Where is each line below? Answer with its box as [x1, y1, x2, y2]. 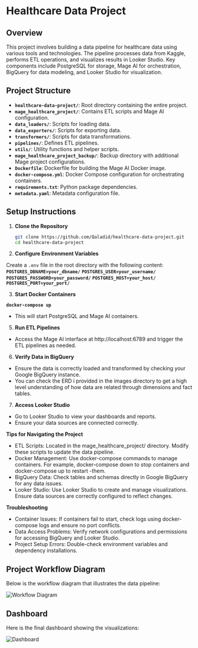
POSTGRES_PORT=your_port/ [6, 280, 70, 287]
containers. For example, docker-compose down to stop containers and [14, 461, 190, 469]
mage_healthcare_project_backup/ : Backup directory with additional [14, 152, 179, 159]
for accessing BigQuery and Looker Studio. [14, 534, 120, 541]
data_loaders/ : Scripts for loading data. [14, 120, 111, 127]
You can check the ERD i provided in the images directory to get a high [14, 377, 187, 384]
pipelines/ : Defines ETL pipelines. [14, 139, 99, 146]
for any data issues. [14, 480, 63, 487]
